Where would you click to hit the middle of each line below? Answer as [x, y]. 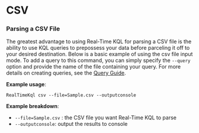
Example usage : [26, 85]
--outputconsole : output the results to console [71, 124]
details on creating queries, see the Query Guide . [66, 73]
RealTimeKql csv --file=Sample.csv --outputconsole [71, 95]
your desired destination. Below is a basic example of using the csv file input [99, 54]
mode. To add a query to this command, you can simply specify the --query [98, 60]
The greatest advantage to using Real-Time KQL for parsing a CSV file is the [99, 41]
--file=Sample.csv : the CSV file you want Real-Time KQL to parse [95, 118]
